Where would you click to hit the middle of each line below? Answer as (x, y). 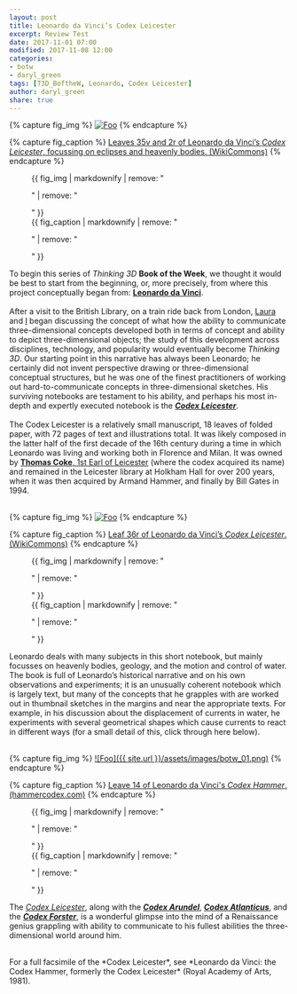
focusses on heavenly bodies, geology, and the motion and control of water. (148, 666)
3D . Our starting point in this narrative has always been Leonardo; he (135, 359)
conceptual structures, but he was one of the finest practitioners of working (148, 377)
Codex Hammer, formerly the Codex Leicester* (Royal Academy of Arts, (141, 972)
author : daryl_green (47, 91)
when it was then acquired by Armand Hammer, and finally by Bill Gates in (144, 481)
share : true (31, 100)
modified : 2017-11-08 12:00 (61, 51)
